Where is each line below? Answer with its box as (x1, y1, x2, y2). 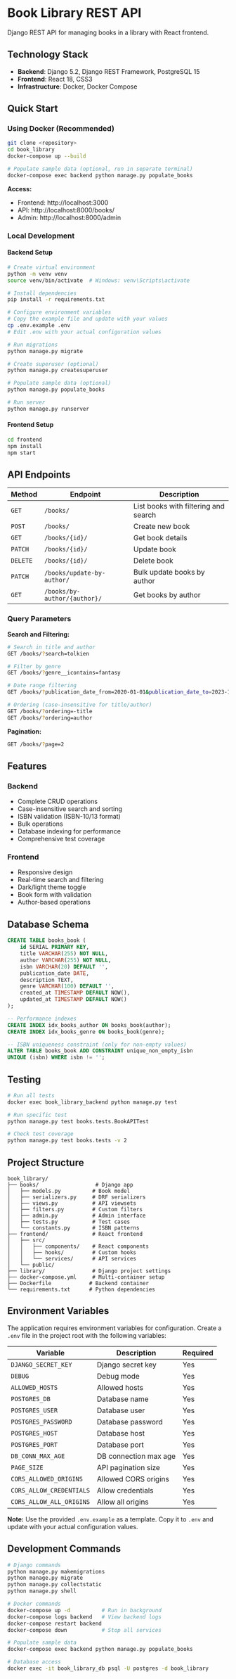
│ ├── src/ (7, 1237, 46, 1244)
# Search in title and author (7, 644, 96, 651)
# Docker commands (7, 1600, 61, 1608)
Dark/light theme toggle (17, 883, 86, 891)
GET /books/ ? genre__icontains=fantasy (7, 670, 121, 677)
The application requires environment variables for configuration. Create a (7, 1324, 222, 1332)
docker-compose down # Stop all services (7, 1626, 162, 1633)
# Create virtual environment (7, 264, 96, 271)
